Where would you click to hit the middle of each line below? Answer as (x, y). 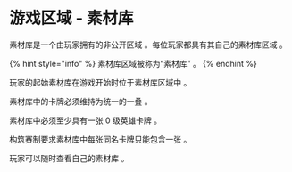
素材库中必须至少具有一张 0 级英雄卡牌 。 (86, 120)
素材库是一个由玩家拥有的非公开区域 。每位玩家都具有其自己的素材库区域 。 (148, 45)
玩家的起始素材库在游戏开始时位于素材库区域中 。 (100, 82)
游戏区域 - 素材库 (71, 18)
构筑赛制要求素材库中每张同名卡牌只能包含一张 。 (100, 139)
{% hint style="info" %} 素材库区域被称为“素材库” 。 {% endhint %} (133, 63)
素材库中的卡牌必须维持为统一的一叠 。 (81, 101)
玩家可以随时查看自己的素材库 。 (69, 158)
